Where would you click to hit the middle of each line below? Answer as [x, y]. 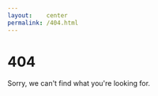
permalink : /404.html [43, 23]
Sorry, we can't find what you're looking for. [79, 83]
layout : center [38, 15]
